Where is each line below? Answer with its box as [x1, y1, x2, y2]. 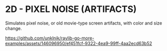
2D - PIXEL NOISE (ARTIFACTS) [5, 3, 137, 15]
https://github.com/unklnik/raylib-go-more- [5, 35, 95, 41]
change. [5, 25, 22, 31]
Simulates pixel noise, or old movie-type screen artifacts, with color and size [5, 20, 163, 26]
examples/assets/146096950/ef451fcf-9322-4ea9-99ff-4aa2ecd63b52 [5, 40, 153, 46]
